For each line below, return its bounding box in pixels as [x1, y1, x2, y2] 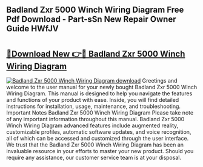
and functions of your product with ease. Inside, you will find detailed [6, 96, 179, 103]
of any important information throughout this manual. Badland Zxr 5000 [6, 116, 185, 122]
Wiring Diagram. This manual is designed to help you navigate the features [6, 90, 193, 97]
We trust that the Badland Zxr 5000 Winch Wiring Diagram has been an [6, 141, 184, 148]
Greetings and [142, 77, 178, 84]
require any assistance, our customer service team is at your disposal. [6, 154, 182, 161]
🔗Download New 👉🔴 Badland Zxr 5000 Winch [6, 48, 185, 59]
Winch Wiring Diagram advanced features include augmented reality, [6, 122, 179, 129]
